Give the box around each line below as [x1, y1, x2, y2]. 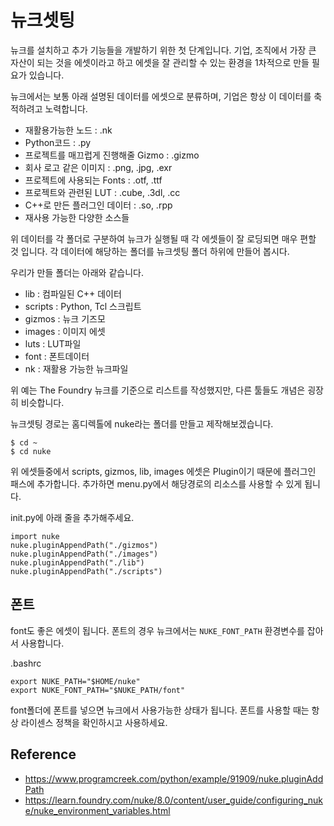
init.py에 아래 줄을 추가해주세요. [10, 511, 135, 523]
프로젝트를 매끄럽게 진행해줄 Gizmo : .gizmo [24, 149, 200, 161]
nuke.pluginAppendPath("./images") [10, 549, 159, 559]
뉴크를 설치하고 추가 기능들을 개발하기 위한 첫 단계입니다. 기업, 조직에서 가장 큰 [10, 44, 317, 56]
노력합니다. [44, 102, 88, 115]
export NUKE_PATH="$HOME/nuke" [10, 676, 141, 686]
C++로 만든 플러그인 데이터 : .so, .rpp [24, 199, 173, 211]
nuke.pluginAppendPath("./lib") [10, 557, 145, 568]
